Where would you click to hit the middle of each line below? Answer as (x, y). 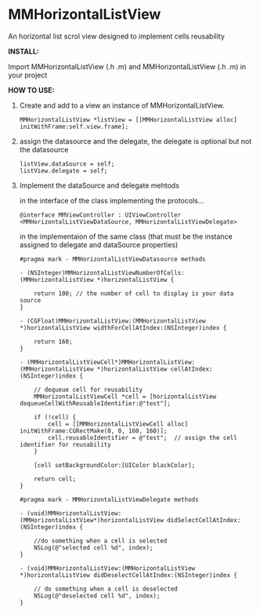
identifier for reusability (65, 444)
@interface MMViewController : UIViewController (100, 215)
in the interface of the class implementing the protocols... (112, 200)
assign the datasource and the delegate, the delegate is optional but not (135, 141)
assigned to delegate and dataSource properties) (99, 244)
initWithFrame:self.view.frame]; (74, 126)
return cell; (55, 479)
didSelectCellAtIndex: (204, 520)
